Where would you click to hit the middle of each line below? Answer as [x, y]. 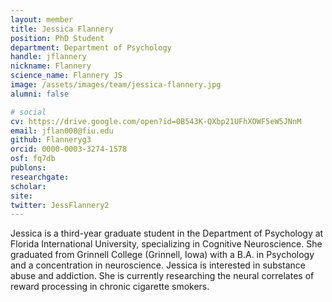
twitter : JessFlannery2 [60, 205]
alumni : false [40, 94]
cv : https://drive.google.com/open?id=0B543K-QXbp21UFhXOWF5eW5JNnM [156, 121]
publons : [28, 168]
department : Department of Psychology [91, 47]
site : [21, 196]
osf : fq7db [33, 159]
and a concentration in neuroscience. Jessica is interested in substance [158, 265]
